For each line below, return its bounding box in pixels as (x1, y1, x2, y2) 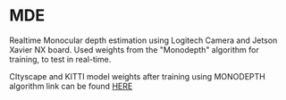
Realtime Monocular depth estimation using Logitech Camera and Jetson (9, 35, 278, 46)
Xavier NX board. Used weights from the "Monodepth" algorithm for (9, 44, 259, 54)
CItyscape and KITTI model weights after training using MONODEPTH (9, 71, 265, 81)
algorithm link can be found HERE (9, 80, 133, 91)
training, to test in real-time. (9, 54, 112, 64)
